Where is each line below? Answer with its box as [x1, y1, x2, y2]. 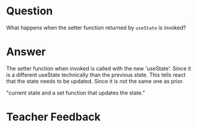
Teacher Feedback [6, 110, 101, 124]
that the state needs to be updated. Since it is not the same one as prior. [6, 77, 184, 84]
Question [6, 4, 53, 18]
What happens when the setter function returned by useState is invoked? [6, 24, 187, 31]
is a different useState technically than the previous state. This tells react [6, 71, 186, 78]
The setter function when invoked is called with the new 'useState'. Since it [6, 65, 192, 72]
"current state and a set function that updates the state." [6, 89, 146, 96]
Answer [6, 45, 46, 59]
